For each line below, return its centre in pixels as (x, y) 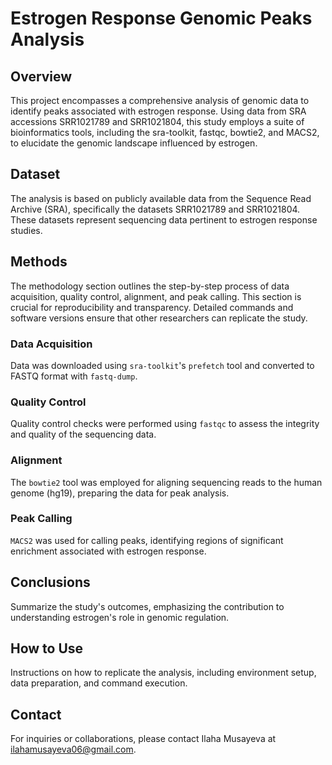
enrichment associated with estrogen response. (108, 551)
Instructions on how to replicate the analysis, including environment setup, (163, 673)
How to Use (47, 648)
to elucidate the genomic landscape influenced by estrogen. (134, 143)
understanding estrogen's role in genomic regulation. (120, 617)
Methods (39, 262)
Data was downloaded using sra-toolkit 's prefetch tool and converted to (162, 365)
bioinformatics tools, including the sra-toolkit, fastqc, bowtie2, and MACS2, (165, 132)
